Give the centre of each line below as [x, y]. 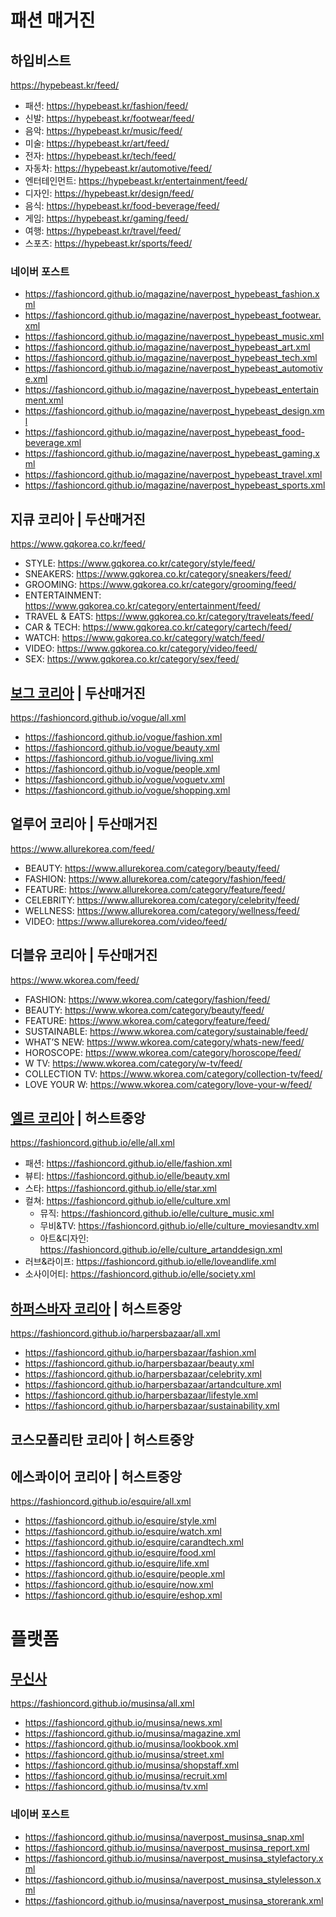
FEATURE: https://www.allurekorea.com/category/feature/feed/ [155, 889]
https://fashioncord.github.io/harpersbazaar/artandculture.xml [153, 1385]
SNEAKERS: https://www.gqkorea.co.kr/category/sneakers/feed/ [158, 574]
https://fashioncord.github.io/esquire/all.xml [101, 1502]
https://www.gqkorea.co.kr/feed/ [78, 544]
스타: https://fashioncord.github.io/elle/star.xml [120, 1188]
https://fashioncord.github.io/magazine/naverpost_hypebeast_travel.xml [173, 475]
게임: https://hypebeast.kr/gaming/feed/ [106, 218]
